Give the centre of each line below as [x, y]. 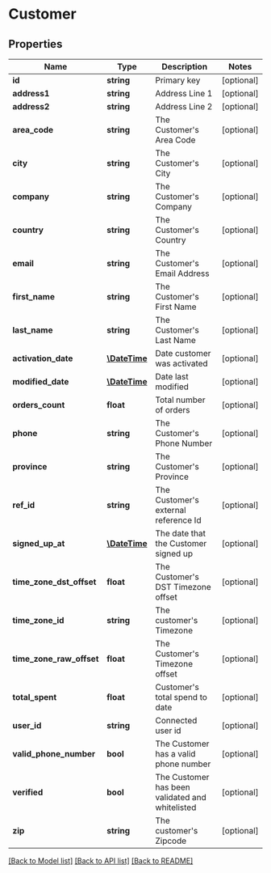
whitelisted [176, 807]
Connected [176, 720]
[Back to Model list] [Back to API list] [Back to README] [101, 861]
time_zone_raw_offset [56, 659]
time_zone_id [38, 620]
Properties [35, 44]
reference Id [178, 520]
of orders [173, 410]
